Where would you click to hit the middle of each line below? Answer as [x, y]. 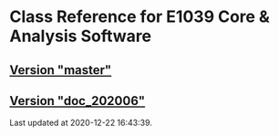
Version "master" [61, 70]
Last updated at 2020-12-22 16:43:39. [81, 123]
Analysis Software [81, 36]
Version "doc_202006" [77, 101]
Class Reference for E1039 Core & [140, 17]
